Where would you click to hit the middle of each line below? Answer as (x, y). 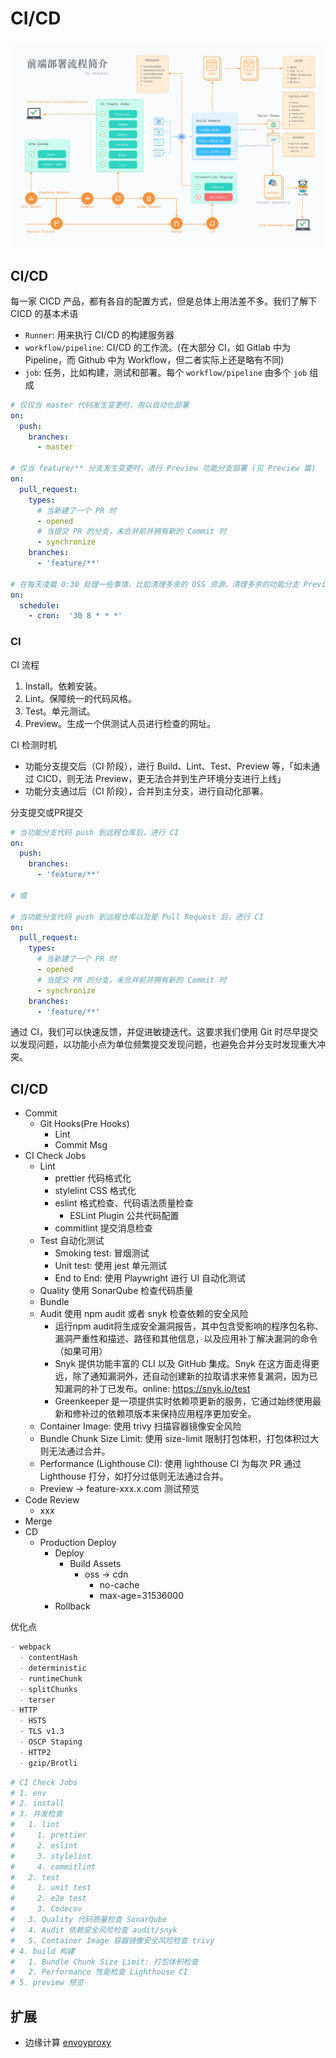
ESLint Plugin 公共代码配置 (124, 1216)
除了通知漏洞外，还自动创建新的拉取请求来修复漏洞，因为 (191, 1376)
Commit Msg (81, 1145)
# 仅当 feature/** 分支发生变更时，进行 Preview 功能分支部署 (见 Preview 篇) (163, 468)
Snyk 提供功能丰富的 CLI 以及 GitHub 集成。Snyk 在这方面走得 (182, 1364)
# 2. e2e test (48, 1898)
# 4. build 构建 (42, 1951)
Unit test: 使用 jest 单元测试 (110, 1266)
